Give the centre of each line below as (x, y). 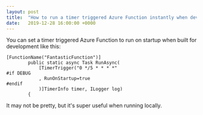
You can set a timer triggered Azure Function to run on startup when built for (101, 40)
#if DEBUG (19, 73)
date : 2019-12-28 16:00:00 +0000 (51, 23)
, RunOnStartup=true (64, 79)
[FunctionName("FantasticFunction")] (54, 58)
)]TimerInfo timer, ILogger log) (80, 89)
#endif (14, 84)
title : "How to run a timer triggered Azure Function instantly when (97, 17)
